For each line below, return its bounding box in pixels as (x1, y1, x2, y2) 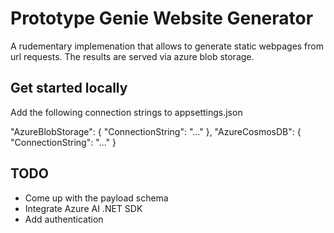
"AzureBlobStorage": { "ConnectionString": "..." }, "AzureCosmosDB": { (10, 125, 302, 137)
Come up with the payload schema (24, 192, 169, 204)
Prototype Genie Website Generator (10, 7, 314, 30)
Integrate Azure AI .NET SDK (24, 202, 143, 214)
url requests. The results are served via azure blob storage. (10, 50, 255, 62)
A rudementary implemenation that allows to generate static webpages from (10, 40, 324, 52)
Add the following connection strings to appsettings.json (10, 106, 243, 118)
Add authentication (24, 213, 104, 225)
